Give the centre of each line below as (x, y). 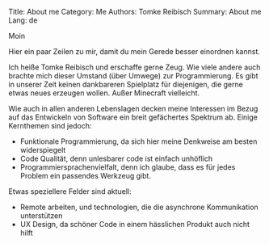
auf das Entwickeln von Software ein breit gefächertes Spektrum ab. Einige (133, 117)
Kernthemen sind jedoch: (50, 126)
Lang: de (23, 20)
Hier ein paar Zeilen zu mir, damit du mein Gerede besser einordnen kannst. (134, 51)
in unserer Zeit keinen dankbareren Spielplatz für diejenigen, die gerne (126, 84)
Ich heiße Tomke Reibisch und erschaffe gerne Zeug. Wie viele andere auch (134, 67)
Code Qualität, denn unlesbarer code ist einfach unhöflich (116, 158)
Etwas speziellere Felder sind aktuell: (70, 191)
